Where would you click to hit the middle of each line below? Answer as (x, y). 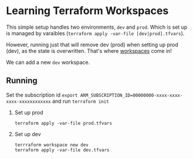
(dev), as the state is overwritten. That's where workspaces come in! (89, 50)
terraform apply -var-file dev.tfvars (62, 150)
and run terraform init (81, 101)
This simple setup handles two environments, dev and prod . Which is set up (97, 27)
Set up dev (28, 134)
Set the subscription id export (42, 94)
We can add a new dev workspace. (48, 62)
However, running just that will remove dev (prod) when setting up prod (92, 45)
